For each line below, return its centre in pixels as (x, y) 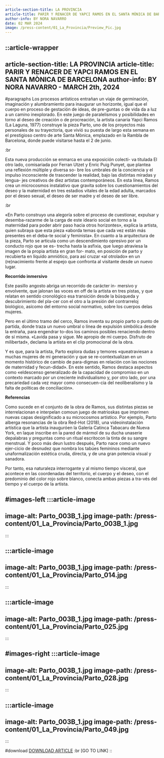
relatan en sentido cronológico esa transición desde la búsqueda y (72, 296)
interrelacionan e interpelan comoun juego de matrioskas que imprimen (77, 412)
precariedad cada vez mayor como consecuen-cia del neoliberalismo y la (79, 383)
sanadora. (15, 459)
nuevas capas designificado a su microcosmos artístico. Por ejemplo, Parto (81, 417)
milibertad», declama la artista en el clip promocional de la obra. (70, 342)
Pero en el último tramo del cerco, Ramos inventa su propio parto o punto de (82, 322)
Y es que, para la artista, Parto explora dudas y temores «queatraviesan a (79, 352)
